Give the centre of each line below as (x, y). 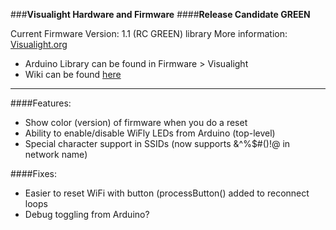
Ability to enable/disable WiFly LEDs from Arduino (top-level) (150, 133)
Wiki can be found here (73, 74)
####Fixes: (34, 173)
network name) (56, 154)
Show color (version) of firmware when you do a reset (136, 122)
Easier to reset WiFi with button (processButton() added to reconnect (167, 193)
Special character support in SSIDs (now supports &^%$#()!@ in (157, 143)
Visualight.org (39, 44)
